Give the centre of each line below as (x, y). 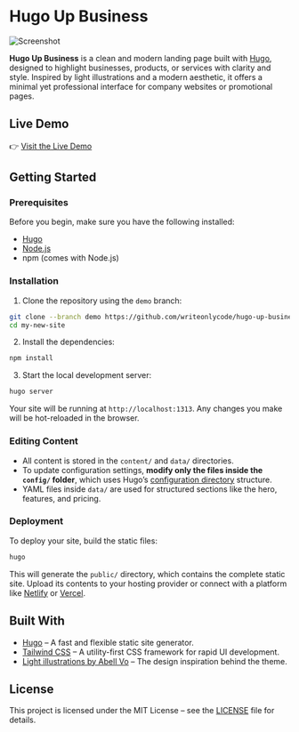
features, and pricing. (61, 498)
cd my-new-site (37, 325)
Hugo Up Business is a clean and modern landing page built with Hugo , (141, 58)
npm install (31, 358)
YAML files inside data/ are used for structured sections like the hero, (149, 489)
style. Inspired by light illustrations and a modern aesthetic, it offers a (136, 76)
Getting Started (53, 177)
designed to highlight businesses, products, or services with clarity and (140, 68)
